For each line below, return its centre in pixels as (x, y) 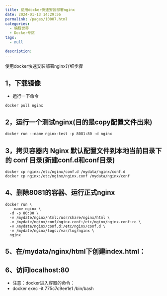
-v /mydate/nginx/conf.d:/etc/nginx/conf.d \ (58, 226)
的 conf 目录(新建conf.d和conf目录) (60, 160)
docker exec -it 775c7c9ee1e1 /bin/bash (53, 288)
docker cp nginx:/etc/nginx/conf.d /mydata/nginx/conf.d (65, 172)
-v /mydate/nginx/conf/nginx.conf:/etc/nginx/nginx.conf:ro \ (75, 222)
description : (19, 51)
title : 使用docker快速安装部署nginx (40, 10)
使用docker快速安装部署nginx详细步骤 (44, 66)
